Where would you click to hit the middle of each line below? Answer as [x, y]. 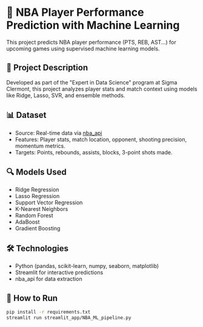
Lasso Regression [37, 196]
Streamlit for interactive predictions [59, 272]
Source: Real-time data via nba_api [58, 133]
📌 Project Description [47, 68]
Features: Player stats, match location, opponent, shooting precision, [101, 139]
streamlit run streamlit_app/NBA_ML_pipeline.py [69, 318]
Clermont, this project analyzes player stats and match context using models [102, 89]
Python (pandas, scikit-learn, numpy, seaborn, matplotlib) [87, 266]
